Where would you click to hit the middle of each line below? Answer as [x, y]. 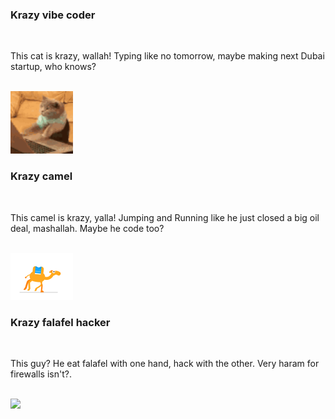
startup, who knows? [53, 67]
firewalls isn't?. [41, 374]
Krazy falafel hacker [60, 322]
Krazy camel [41, 176]
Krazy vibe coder [53, 15]
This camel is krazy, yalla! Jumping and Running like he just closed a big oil [165, 217]
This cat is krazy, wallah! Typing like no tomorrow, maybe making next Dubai [167, 56]
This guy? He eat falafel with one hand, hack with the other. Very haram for [165, 363]
